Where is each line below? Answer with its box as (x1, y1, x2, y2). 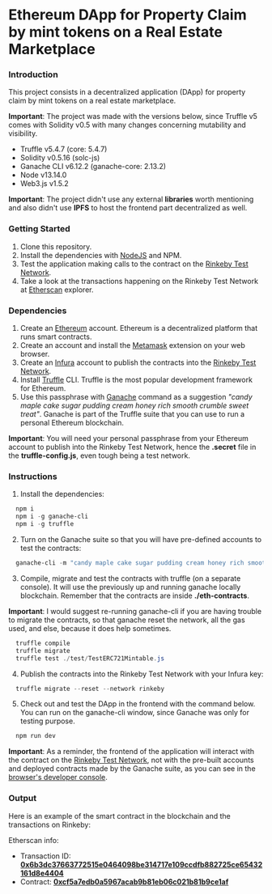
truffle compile (15, 639, 70, 647)
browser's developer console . (8, 773, 108, 782)
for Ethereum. (19, 383, 66, 393)
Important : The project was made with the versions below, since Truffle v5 (8, 112, 257, 121)
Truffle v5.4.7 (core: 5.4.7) (19, 144, 108, 155)
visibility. (8, 129, 38, 138)
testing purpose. (19, 716, 75, 726)
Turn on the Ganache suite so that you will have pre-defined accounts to (19, 535, 261, 544)
